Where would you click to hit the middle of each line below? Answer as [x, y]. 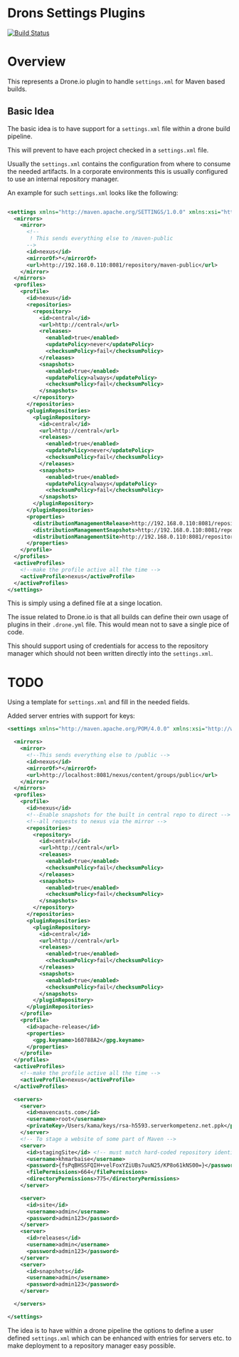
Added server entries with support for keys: [71, 716]
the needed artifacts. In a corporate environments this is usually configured [118, 171]
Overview [37, 62]
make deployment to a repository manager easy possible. [92, 1346]
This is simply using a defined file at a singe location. [85, 603]
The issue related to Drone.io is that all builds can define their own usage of [118, 617]
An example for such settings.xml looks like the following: [93, 192]
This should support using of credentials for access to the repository [108, 646]
